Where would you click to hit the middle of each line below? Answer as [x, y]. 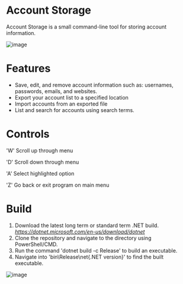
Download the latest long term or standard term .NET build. [86, 225]
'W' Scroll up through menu [40, 150]
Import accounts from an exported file [61, 104]
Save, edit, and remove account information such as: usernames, [94, 85]
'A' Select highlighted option [40, 173]
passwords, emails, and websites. [56, 91]
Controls [28, 134]
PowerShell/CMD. [36, 244]
